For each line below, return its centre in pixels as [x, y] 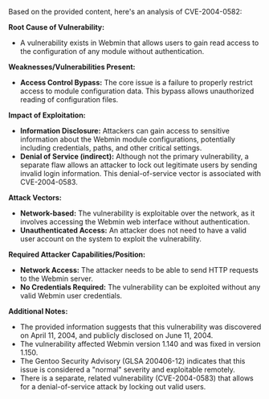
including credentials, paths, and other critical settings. [111, 148]
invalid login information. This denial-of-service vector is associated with [140, 173]
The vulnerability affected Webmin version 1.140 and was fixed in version [140, 344]
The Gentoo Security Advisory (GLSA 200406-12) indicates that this [132, 361]
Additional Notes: [38, 311]
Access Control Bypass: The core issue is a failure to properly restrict [136, 82]
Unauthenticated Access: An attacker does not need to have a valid [133, 230]
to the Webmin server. [57, 278]
